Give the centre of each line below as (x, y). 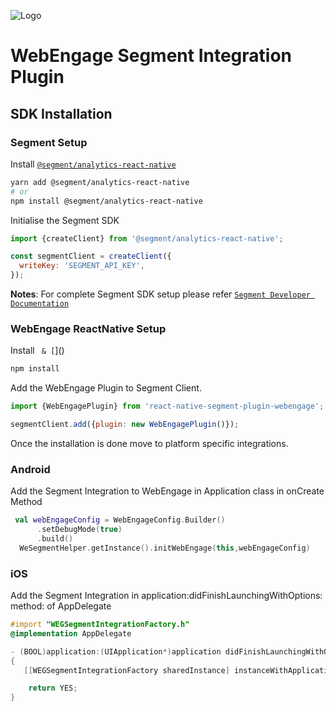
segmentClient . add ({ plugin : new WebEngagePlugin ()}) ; (125, 425)
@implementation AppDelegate (71, 633)
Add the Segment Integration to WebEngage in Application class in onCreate (167, 491)
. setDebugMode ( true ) (79, 530)
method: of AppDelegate (61, 606)
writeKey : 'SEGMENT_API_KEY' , (82, 266)
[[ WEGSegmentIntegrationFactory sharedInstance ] (126, 670)
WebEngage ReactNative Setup (88, 328)
